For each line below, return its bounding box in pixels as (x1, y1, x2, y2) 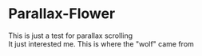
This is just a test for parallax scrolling (8, 31, 133, 40)
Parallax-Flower (8, 5, 116, 23)
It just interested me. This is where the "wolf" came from (8, 39, 194, 48)
